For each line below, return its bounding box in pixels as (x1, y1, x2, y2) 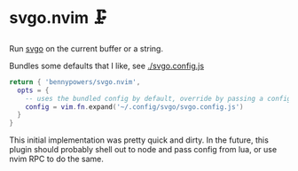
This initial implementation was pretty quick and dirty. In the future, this (9, 135, 269, 145)
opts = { (17, 86, 50, 95)
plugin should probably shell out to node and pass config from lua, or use (9, 144, 278, 155)
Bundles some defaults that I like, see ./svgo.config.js (9, 60, 205, 71)
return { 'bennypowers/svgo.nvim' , (9, 77, 141, 86)
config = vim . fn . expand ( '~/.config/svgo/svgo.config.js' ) (25, 102, 244, 112)
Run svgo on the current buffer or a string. (9, 43, 164, 54)
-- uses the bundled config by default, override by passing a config (25, 94, 292, 103)
